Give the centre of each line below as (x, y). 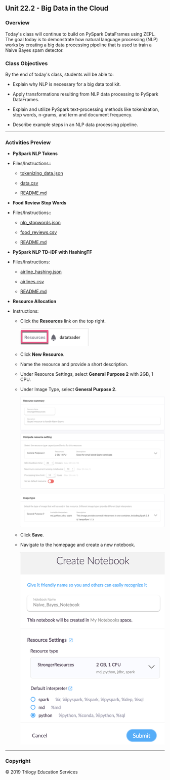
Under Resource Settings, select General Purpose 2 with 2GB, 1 (87, 374)
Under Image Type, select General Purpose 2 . (68, 389)
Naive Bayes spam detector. (35, 50)
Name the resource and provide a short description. (74, 364)
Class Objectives (27, 63)
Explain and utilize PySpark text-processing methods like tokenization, (86, 109)
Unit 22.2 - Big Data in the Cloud (57, 8)
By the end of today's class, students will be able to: (59, 74)
